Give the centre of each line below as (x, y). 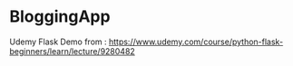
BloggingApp (60, 17)
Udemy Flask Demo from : (58, 42)
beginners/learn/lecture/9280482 (73, 51)
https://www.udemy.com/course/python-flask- (196, 42)
